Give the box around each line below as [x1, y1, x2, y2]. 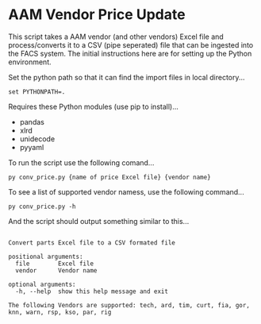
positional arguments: [8, 253, 83, 260]
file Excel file [15, 260, 94, 268]
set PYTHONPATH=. [8, 87, 66, 96]
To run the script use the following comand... [8, 157, 155, 168]
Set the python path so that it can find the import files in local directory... [8, 72, 245, 82]
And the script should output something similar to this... [8, 216, 190, 226]
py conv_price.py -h [8, 202, 77, 210]
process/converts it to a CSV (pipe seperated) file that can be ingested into [8, 40, 254, 49]
